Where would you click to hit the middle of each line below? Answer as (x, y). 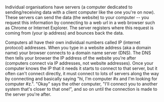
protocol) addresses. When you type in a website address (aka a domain (78, 48)
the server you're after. (28, 94)
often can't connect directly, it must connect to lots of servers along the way (82, 73)
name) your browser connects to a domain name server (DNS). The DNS (78, 53)
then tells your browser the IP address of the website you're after (70, 58)
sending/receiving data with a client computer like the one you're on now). (80, 12)
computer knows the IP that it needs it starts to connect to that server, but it (81, 68)
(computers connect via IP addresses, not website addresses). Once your (79, 63)
